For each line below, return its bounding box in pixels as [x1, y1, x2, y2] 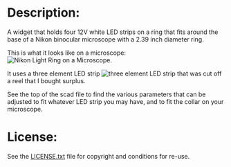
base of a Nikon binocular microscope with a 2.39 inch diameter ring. [7, 35, 204, 43]
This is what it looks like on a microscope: [7, 49, 127, 57]
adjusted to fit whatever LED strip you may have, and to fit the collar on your [7, 97, 224, 105]
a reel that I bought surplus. [7, 76, 86, 85]
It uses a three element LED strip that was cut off [7, 69, 222, 78]
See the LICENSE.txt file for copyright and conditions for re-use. [7, 152, 190, 160]
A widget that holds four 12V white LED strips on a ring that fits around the [7, 28, 219, 36]
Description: [7, 5, 80, 21]
